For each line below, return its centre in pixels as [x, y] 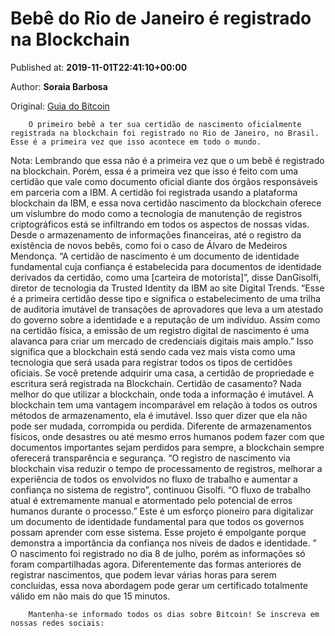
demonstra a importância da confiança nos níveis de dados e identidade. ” [163, 543]
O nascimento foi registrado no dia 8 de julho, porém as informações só [158, 553]
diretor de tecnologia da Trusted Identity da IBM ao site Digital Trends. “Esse [167, 288]
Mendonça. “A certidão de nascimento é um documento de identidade [155, 256]
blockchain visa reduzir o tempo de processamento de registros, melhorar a [166, 468]
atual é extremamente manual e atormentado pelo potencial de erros [151, 500]
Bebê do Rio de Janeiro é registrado [161, 18]
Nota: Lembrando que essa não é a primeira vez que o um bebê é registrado [167, 160]
